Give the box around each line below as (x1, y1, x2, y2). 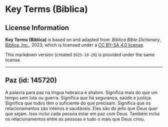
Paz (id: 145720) (5, 76, 57, 84)
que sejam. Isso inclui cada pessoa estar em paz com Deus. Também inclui (5, 110, 160, 116)
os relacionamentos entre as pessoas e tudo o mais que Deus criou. (5, 116, 145, 122)
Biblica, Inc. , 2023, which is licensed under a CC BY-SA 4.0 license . (5, 42, 144, 48)
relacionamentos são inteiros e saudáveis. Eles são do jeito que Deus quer (5, 105, 158, 111)
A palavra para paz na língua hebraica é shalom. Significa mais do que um (5, 89, 158, 95)
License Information (5, 23, 69, 32)
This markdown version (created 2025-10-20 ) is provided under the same (5, 51, 155, 57)
